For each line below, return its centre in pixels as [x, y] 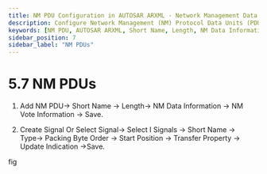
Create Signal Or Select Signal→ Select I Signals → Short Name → [128, 130]
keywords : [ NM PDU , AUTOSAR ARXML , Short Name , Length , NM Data [117, 30]
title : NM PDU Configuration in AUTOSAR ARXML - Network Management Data [133, 15]
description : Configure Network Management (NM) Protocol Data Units [126, 23]
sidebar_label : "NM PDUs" [51, 45]
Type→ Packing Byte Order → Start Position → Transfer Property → [130, 138]
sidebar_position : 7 [43, 38]
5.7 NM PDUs [52, 84]
